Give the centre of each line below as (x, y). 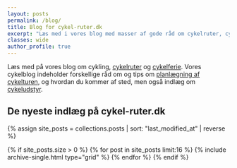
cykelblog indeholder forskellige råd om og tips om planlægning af (104, 74)
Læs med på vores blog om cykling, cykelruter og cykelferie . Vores (104, 67)
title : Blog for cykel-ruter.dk (55, 27)
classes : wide (28, 40)
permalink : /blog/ (34, 20)
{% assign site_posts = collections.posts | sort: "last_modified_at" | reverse (116, 128)
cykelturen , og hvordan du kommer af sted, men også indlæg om (102, 82)
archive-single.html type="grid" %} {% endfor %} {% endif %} (98, 157)
